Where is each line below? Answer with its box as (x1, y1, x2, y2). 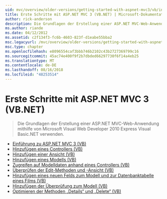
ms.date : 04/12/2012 (5, 30, 48, 35)
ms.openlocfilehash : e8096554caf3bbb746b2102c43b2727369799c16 (5, 49, 139, 54)
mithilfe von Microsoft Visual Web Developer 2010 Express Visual (17, 125, 151, 132)
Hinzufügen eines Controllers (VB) (12, 146, 83, 152)
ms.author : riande (5, 26, 43, 31)
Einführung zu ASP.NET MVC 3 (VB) (12, 140, 86, 147)
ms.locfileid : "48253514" (5, 72, 59, 77)
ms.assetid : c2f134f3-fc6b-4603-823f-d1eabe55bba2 (5, 35, 112, 40)
